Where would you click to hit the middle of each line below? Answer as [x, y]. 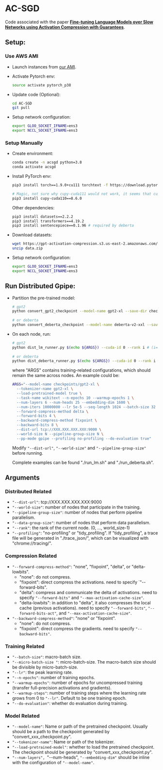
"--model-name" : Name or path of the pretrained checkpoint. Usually [80, 726]
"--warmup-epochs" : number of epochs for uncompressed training [77, 683]
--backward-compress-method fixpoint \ [57, 421]
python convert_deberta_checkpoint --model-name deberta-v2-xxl [78, 325]
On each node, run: [31, 334]
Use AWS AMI [22, 56]
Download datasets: [32, 235]
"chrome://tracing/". [32, 543]
